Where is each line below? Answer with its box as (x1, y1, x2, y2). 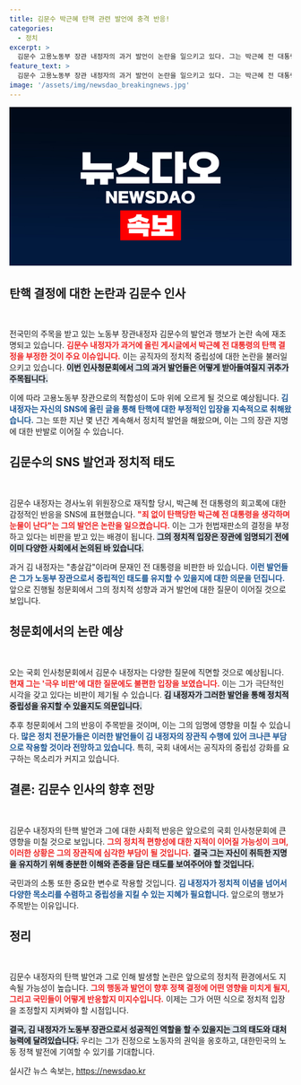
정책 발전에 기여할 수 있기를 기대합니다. (18, 1046, 155, 1057)
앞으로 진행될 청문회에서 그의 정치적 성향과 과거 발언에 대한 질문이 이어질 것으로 (9, 584, 287, 595)
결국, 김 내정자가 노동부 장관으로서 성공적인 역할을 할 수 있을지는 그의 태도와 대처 (9, 1024, 287, 1035)
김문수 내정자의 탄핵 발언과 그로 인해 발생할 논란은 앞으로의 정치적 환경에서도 (9, 971, 278, 982)
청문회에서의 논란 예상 (9, 624, 124, 639)
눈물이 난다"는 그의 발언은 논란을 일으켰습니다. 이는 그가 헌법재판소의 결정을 (9, 520, 273, 531)
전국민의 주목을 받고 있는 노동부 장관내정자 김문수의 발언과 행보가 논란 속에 (9, 328, 271, 340)
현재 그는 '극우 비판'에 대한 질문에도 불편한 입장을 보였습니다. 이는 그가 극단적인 (9, 678, 285, 689)
